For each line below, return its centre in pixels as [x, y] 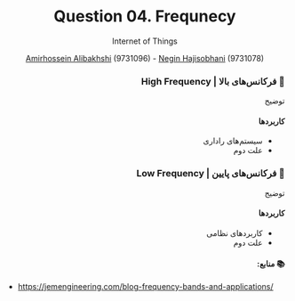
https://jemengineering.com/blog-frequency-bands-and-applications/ [145, 287]
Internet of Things [145, 41]
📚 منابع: [271, 264]
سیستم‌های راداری [233, 141]
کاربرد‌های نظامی [235, 232]
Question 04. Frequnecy [145, 16]
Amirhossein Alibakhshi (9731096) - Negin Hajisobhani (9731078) [145, 58]
